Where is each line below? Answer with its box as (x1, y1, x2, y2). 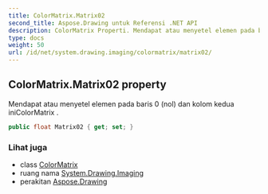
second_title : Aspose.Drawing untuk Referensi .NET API (8, 19, 198, 27)
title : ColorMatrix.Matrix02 (8, 11, 105, 20)
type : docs (8, 33, 45, 42)
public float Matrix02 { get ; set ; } (8, 122, 134, 131)
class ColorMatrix (19, 160, 78, 169)
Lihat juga (8, 142, 48, 153)
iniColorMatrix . (8, 107, 59, 117)
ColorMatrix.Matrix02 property (8, 78, 167, 91)
